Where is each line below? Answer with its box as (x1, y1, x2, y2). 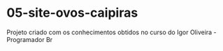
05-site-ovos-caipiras (6, 5, 138, 21)
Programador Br (6, 35, 53, 43)
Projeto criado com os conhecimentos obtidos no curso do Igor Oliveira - (6, 28, 217, 36)
